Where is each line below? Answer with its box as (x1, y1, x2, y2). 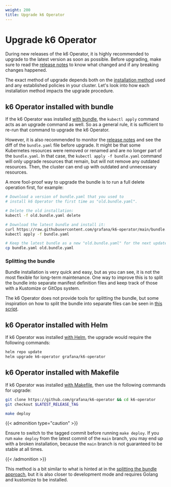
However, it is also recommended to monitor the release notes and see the (5, 137, 161, 143)
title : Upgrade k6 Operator (5, 12, 65, 17)
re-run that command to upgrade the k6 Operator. (5, 127, 110, 133)
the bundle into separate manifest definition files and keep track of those (5, 280, 158, 286)
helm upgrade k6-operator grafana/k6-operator (5, 354, 106, 359)
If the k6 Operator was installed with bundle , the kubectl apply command (5, 116, 159, 122)
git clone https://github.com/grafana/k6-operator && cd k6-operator (5, 397, 156, 402)
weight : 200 (5, 7, 31, 13)
